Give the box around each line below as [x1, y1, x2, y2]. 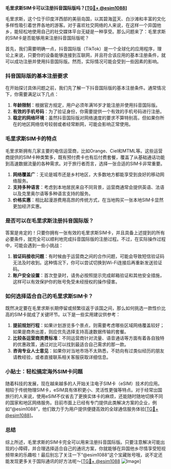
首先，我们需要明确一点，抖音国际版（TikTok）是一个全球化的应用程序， [5, 46, 158, 51]
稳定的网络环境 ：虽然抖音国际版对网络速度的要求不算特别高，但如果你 [12, 115, 160, 121]
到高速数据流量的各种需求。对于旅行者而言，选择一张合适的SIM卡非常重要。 [5, 160, 165, 167]
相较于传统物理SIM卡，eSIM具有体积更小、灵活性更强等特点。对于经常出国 [5, 387, 162, 393]
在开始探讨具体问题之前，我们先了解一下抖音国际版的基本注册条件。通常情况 [5, 85, 166, 91]
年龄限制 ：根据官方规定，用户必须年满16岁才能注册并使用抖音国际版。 [12, 102, 160, 108]
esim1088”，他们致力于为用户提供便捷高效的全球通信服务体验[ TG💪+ [16, 406, 159, 412]
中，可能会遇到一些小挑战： [5, 242, 64, 249]
